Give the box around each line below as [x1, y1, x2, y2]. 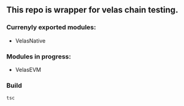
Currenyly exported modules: [6, 23, 96, 32]
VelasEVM [15, 66, 42, 73]
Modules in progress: [6, 52, 72, 60]
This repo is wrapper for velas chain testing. [6, 5, 178, 15]
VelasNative [15, 37, 46, 44]
